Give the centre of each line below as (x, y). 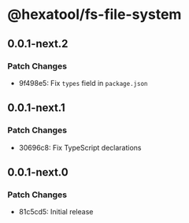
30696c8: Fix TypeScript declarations (80, 147)
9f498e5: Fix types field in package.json (83, 83)
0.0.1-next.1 (36, 108)
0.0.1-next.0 (38, 172)
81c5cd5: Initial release (56, 212)
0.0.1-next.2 (38, 44)
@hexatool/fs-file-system (94, 15)
